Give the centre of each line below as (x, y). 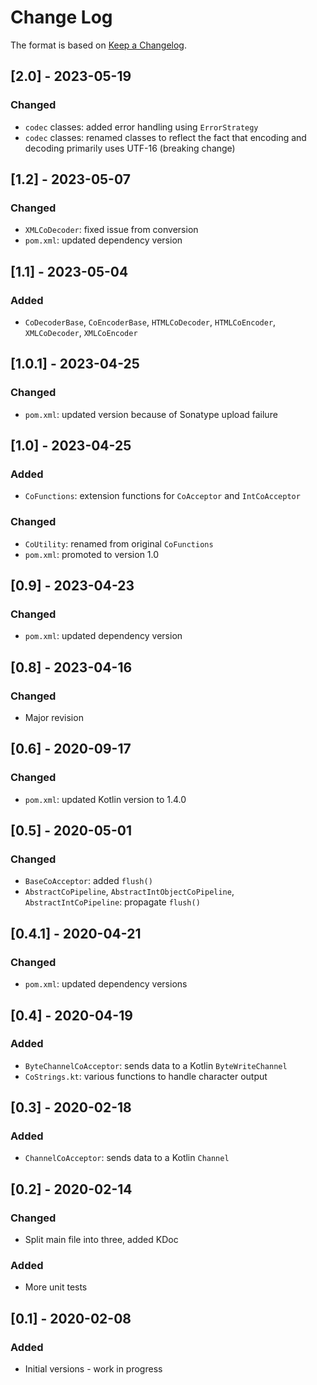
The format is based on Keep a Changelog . (98, 45)
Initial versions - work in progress (93, 1369)
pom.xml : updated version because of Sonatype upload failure (151, 414)
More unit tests (56, 1287)
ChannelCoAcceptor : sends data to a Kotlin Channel (127, 1158)
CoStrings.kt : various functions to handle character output (146, 1076)
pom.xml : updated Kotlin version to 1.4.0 (105, 799)
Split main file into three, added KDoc (101, 1240)
